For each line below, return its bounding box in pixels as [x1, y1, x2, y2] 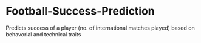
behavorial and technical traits [5, 30, 81, 38]
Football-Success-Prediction [5, 4, 155, 18]
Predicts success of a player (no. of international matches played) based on [5, 24, 195, 31]
